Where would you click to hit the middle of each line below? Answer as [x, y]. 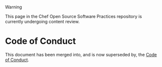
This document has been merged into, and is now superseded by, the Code [81, 54]
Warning [13, 7]
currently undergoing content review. [42, 22]
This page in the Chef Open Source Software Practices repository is [73, 16]
